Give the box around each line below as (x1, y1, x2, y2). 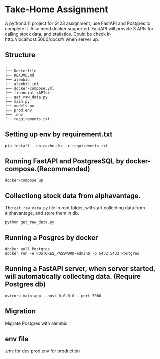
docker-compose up (5, 178, 43, 183)
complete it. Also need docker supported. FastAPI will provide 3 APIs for (5, 25, 154, 31)
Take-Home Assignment (5, 4, 108, 15)
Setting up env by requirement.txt (5, 130, 113, 139)
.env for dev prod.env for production (5, 348, 80, 354)
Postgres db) (5, 280, 46, 289)
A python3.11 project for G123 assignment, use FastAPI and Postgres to (5, 20, 151, 26)
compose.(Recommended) (5, 164, 91, 173)
